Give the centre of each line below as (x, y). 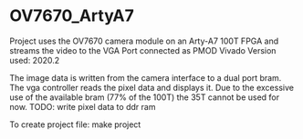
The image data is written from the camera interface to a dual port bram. (146, 77)
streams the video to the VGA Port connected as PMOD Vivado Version (143, 50)
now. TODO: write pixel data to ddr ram (83, 106)
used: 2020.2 (35, 60)
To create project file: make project (75, 124)
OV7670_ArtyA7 (72, 16)
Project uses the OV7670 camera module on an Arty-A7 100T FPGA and (144, 41)
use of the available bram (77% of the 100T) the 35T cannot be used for (145, 97)
